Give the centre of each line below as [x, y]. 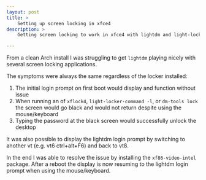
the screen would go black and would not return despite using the [98, 108]
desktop [26, 127]
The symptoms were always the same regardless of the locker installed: [97, 76]
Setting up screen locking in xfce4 [64, 23]
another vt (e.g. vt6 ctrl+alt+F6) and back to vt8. [67, 146]
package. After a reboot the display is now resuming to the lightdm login [97, 164]
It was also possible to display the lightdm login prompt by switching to [96, 139]
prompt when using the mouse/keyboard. [59, 171]
